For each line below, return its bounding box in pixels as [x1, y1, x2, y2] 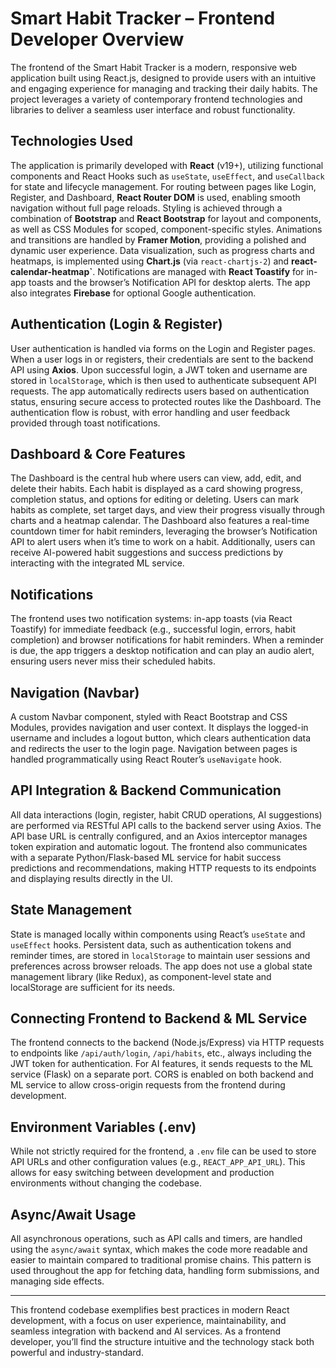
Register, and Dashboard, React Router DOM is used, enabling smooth [10, 191, 301, 203]
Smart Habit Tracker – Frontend [10, 7, 276, 30]
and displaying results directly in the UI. [10, 872, 173, 884]
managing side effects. [10, 1275, 105, 1287]
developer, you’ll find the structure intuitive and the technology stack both [10, 1336, 315, 1348]
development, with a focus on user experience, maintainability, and [10, 1315, 287, 1327]
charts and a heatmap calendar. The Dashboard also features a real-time [10, 515, 310, 527]
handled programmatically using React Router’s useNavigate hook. [10, 753, 283, 765]
